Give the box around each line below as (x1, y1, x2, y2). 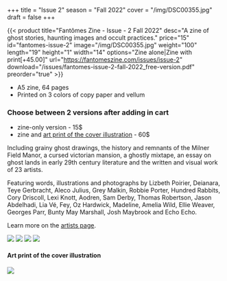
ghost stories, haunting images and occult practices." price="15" (7, 34, 190, 42)
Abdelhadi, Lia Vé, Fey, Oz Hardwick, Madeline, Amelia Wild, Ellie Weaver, (7, 201, 215, 209)
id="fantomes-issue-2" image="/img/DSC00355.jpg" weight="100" (7, 41, 198, 49)
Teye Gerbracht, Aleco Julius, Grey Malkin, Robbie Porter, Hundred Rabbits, (7, 186, 221, 195)
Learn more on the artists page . (7, 221, 96, 230)
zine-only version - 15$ (16, 123, 83, 132)
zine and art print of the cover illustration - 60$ (16, 130, 150, 139)
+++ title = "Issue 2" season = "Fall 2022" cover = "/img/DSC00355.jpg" (7, 6, 213, 14)
